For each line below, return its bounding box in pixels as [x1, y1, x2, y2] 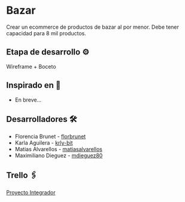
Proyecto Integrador [6, 189, 56, 196]
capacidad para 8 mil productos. [6, 29, 87, 36]
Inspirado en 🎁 [6, 80, 61, 90]
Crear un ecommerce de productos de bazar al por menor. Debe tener [6, 23, 180, 30]
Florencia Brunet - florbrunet [14, 133, 86, 140]
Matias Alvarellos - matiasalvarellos [14, 146, 103, 153]
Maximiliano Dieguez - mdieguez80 [14, 152, 103, 159]
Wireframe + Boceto [6, 63, 56, 70]
